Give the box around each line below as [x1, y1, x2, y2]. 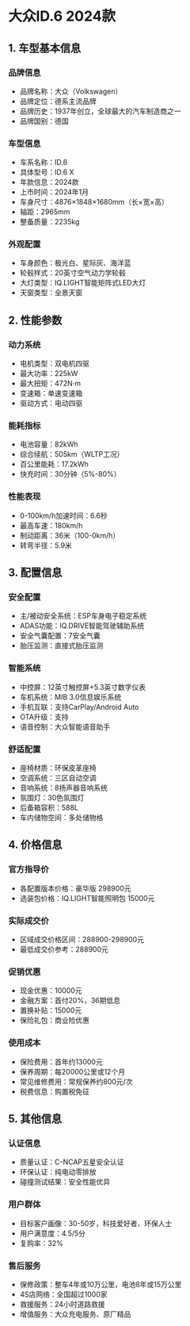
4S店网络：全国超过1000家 [19, 1290, 108, 1299]
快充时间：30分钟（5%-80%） [19, 469, 121, 479]
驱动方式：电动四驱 [19, 398, 83, 408]
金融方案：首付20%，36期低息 [19, 996, 121, 1006]
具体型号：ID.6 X [19, 167, 74, 177]
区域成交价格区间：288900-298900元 [19, 935, 145, 945]
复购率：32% [19, 1238, 63, 1247]
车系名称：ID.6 [19, 158, 68, 167]
